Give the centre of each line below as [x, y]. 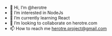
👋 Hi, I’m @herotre [28, 8]
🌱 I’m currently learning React [40, 18]
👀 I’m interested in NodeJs [36, 13]
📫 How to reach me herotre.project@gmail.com [58, 28]
